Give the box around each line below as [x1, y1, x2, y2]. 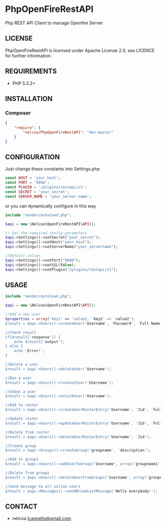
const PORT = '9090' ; [5, 180, 50, 185]
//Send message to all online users [5, 484, 81, 489]
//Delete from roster [5, 430, 50, 435]
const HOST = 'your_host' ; [5, 175, 61, 180]
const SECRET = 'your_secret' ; [5, 189, 70, 194]
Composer [5, 109, 31, 116]
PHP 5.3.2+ [12, 80, 36, 86]
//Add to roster [5, 403, 39, 408]
